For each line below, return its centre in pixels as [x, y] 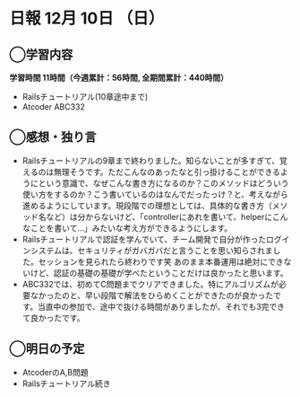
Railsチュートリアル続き [66, 384]
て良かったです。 [53, 318]
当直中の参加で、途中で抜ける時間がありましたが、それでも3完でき [161, 306]
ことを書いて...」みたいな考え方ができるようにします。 [131, 228]
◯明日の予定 [47, 349]
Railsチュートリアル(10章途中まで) [85, 97]
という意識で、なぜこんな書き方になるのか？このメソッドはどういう [163, 183]
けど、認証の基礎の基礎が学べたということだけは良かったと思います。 [159, 273]
